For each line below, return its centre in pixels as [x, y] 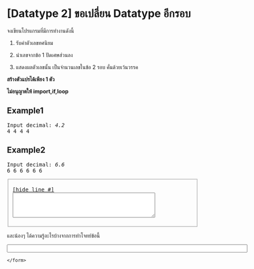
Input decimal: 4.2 [36, 125]
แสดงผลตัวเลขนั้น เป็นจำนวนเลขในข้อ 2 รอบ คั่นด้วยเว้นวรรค [77, 67]
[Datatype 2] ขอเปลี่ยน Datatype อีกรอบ [99, 14]
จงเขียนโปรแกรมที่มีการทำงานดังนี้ [41, 30]
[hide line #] [33, 190]
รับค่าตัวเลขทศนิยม [34, 42]
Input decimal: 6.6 [36, 164]
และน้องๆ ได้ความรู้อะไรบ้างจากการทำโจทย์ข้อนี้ [53, 236]
